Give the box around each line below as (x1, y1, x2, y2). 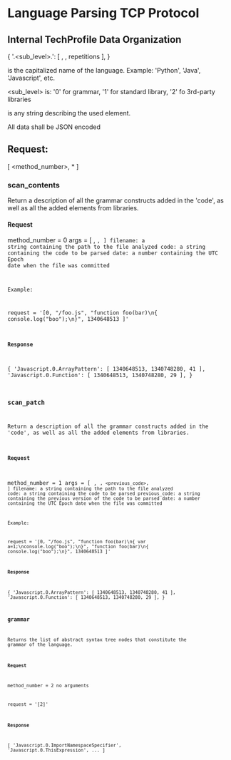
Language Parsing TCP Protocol (7, 5, 200, 21)
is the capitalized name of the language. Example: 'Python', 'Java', (7, 66, 201, 74)
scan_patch (7, 398, 45, 406)
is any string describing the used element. (7, 109, 131, 117)
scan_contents (7, 180, 61, 190)
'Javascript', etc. (7, 73, 56, 82)
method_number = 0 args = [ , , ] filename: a (7, 236, 145, 245)
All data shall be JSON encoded (7, 123, 101, 131)
